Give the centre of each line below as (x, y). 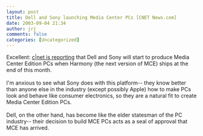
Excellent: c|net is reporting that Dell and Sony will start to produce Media (98, 57)
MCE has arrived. (28, 128)
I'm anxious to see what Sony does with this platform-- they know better (96, 83)
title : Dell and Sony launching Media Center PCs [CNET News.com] (92, 18)
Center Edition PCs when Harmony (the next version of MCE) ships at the (97, 63)
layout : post (23, 12)
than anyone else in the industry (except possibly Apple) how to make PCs (99, 89)
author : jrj (21, 29)
